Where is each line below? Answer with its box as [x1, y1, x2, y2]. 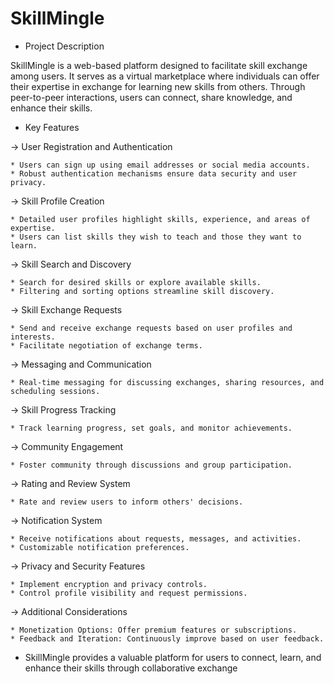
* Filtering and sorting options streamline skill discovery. [10, 286, 275, 296]
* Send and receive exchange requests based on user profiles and [10, 323, 293, 333]
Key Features [24, 121, 80, 133]
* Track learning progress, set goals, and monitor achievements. [10, 423, 293, 433]
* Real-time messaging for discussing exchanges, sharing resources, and [10, 377, 325, 387]
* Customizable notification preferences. [10, 542, 190, 552]
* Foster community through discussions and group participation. [10, 460, 293, 470]
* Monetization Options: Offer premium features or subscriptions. [10, 625, 298, 635]
